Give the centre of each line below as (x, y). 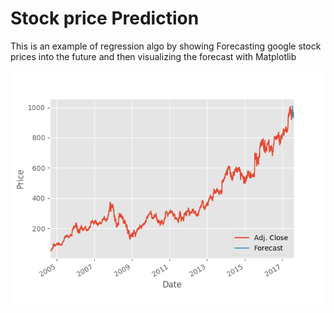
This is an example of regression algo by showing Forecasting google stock (166, 46)
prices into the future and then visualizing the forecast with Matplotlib (153, 56)
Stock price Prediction (105, 18)
